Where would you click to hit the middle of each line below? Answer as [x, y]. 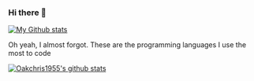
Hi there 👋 [28, 13]
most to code [30, 53]
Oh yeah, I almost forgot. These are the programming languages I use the [127, 45]
